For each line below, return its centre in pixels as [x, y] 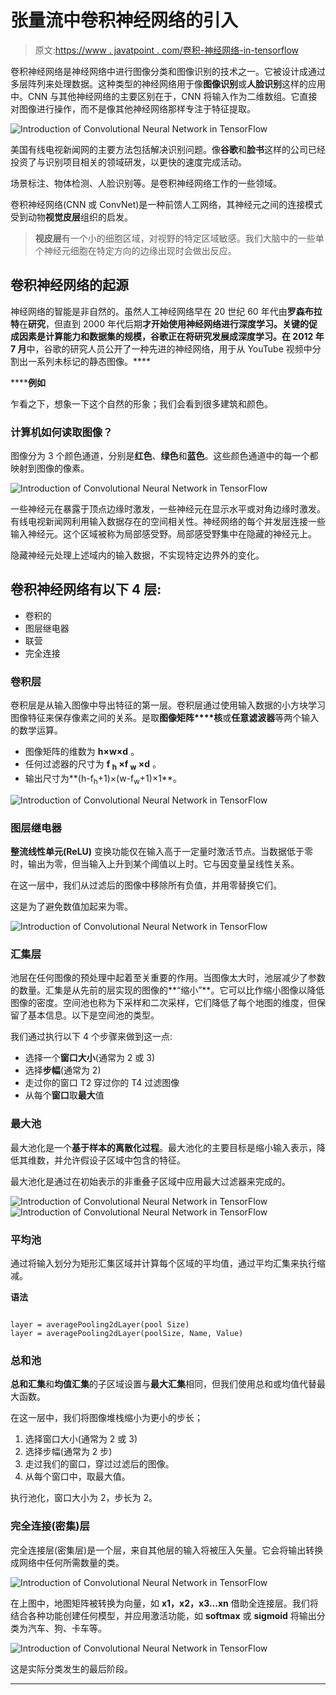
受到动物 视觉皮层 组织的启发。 [71, 217]
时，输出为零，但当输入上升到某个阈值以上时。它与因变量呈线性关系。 [155, 864]
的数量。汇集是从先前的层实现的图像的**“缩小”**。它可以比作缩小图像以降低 [167, 990]
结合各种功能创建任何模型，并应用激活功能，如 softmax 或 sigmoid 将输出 [163, 1615]
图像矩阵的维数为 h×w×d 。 [82, 752]
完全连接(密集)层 [50, 1526]
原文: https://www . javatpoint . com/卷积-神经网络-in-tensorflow [167, 50]
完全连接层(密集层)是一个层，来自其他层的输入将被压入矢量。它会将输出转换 [167, 1550]
